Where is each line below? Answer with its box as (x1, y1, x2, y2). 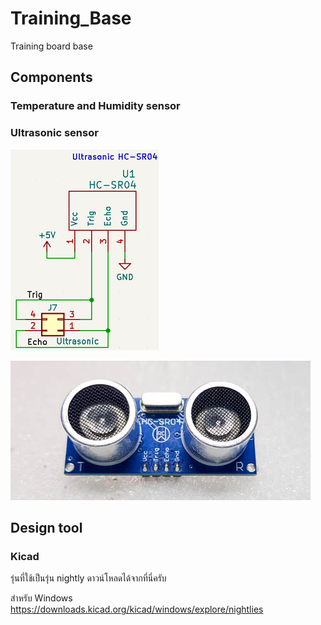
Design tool (10, 519, 83, 536)
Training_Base (10, 7, 132, 30)
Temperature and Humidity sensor (10, 99, 181, 113)
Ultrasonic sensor (10, 126, 99, 140)
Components (10, 69, 93, 86)
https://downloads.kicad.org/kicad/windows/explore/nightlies (10, 603, 264, 616)
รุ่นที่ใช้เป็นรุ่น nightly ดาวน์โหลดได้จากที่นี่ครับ (10, 572, 167, 584)
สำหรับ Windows (10, 592, 73, 604)
